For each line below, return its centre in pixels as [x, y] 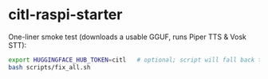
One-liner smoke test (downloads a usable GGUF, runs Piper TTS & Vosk [128, 37]
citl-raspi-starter [65, 15]
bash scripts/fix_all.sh [49, 67]
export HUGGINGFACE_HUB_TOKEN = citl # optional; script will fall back [132, 60]
